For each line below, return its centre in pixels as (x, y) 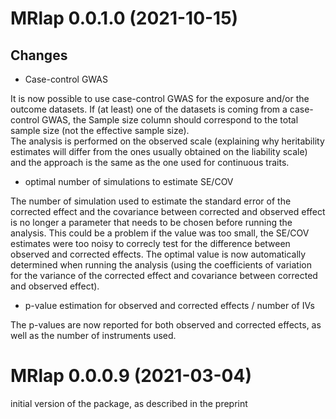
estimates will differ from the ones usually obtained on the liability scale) (159, 151)
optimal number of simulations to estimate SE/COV (129, 181)
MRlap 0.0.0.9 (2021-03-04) (131, 376)
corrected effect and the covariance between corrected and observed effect (168, 211)
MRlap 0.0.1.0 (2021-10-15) (124, 18)
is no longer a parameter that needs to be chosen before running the (151, 222)
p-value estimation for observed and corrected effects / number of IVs (169, 305)
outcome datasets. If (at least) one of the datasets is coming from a (149, 109)
